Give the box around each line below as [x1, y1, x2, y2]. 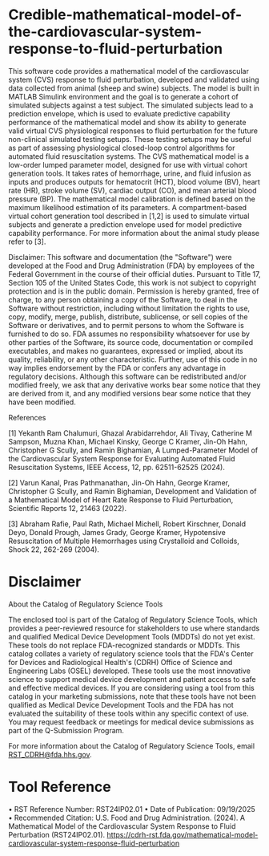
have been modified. [8, 397, 76, 407]
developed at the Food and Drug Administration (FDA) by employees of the [8, 261, 255, 270]
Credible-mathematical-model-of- [8, 6, 243, 24]
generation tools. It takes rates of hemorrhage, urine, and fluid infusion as [8, 168, 251, 178]
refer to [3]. [8, 237, 46, 246]
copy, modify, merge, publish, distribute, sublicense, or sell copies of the [8, 311, 248, 322]
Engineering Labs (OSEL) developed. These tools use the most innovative [8, 666, 251, 675]
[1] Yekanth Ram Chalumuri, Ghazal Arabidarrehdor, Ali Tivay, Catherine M [8, 428, 252, 438]
